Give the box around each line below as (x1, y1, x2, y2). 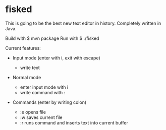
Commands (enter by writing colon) (12, 99, 87, 105)
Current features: (5, 45, 41, 51)
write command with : (20, 89, 66, 95)
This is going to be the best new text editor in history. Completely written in (5, 20, 161, 26)
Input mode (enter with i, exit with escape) (12, 54, 101, 61)
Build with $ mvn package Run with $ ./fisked (5, 35, 99, 41)
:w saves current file (20, 114, 63, 120)
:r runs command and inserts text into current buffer (20, 119, 129, 125)
